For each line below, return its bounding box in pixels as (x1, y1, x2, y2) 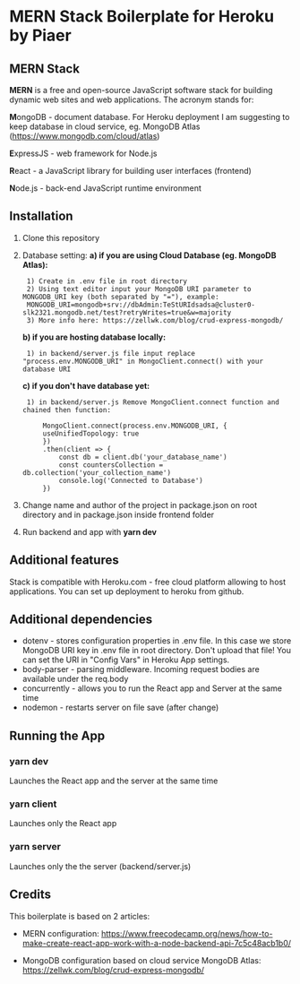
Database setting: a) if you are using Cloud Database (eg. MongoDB (21, 249, 277, 261)
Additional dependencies (9, 612, 153, 627)
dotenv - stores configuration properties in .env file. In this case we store (21, 635, 292, 646)
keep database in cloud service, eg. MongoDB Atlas (9, 121, 201, 132)
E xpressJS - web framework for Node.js (9, 148, 158, 159)
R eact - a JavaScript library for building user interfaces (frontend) (9, 166, 253, 176)
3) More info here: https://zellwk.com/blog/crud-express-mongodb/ (26, 315, 284, 324)
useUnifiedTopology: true (42, 428, 140, 438)
